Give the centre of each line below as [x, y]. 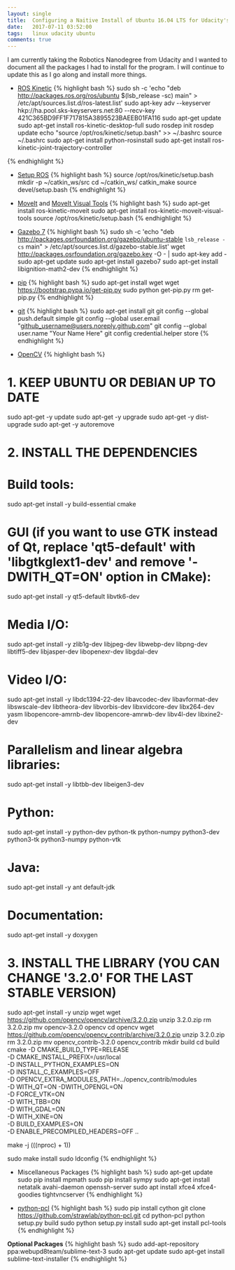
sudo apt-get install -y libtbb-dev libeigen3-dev [76, 784]
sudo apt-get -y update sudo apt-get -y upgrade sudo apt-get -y [101, 417]
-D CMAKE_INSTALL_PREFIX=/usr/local [64, 1057]
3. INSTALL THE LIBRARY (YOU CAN [114, 963]
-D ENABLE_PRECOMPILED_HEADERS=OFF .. [73, 1131]
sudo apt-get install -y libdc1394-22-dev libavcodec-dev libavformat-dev [113, 699]
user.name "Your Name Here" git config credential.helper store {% [113, 333]
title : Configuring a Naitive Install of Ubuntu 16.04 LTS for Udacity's [119, 20]
